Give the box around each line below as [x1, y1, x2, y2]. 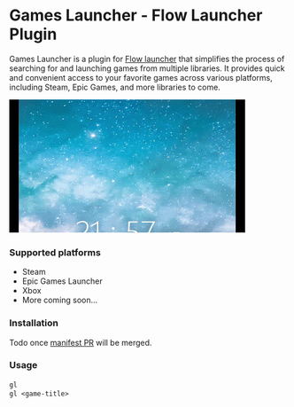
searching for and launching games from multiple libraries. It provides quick [9, 63, 285, 74]
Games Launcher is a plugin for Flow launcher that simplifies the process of [9, 53, 285, 64]
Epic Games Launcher [21, 276, 104, 286]
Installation [9, 317, 59, 329]
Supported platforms [9, 246, 102, 258]
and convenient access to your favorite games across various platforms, [9, 72, 273, 82]
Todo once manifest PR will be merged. [9, 337, 152, 348]
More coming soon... [21, 294, 98, 306]
